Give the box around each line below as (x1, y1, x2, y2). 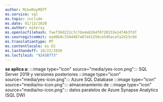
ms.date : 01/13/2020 (5, 21, 47, 26)
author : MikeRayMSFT (5, 7, 47, 12)
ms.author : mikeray (5, 25, 45, 30)
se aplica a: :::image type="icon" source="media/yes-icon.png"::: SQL (5, 66, 148, 72)
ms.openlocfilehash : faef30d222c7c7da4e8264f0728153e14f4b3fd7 (5, 30, 137, 35)
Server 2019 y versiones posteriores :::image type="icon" (5, 72, 121, 77)
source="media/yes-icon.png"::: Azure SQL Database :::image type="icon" (5, 76, 157, 82)
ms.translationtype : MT (5, 39, 54, 44)
